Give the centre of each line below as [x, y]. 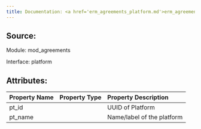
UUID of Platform [131, 107]
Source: [21, 36]
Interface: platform [29, 62]
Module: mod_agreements [38, 50]
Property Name [31, 97]
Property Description [138, 97]
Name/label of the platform [145, 117]
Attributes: [27, 80]
